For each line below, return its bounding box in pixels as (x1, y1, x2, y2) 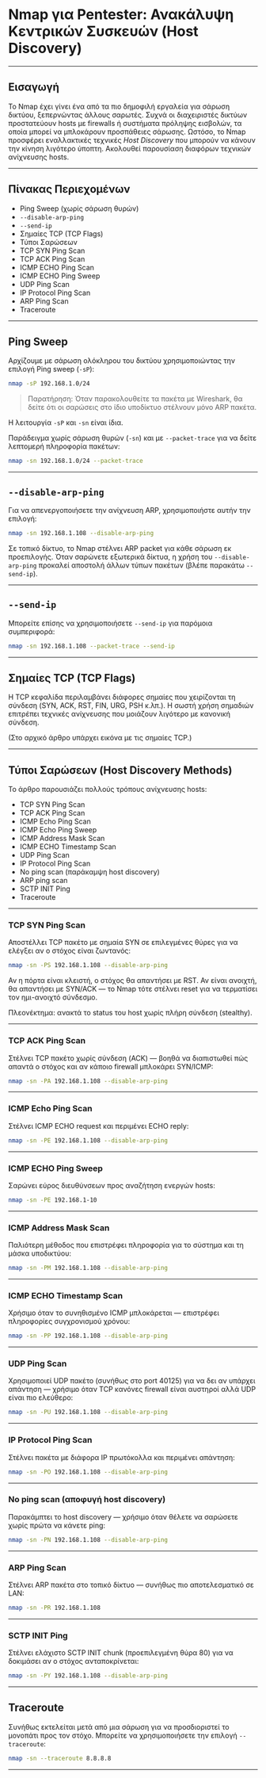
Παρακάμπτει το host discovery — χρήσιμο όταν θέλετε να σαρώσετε (8, 1512, 239, 1521)
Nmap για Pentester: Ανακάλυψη (8, 6, 234, 24)
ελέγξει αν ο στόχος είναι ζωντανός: (8, 946, 131, 956)
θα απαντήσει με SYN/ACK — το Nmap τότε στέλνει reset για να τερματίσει (8, 985, 258, 994)
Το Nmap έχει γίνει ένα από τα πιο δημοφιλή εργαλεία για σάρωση (8, 101, 230, 111)
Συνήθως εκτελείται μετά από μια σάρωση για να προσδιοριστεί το (8, 1722, 230, 1731)
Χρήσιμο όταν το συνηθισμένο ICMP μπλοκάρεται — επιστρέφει (8, 1308, 220, 1317)
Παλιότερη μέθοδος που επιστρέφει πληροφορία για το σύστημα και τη (8, 1241, 244, 1250)
